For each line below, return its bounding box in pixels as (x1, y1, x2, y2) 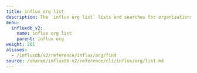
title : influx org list (6, 8, 64, 15)
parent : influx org (16, 36, 64, 42)
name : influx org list (16, 31, 72, 36)
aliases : (6, 47, 28, 53)
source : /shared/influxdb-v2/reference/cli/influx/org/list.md (6, 58, 164, 64)
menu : (6, 19, 19, 25)
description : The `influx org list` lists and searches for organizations (6, 14, 193, 20)
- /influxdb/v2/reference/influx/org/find (11, 52, 117, 58)
